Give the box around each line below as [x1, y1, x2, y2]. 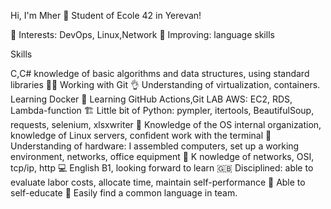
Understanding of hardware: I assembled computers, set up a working [10, 140, 300, 152]
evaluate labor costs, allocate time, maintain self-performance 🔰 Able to [10, 176, 306, 188]
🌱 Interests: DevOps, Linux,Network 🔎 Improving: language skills [10, 29, 275, 40]
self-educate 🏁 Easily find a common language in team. [10, 187, 238, 199]
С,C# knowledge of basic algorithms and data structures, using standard [10, 68, 310, 79]
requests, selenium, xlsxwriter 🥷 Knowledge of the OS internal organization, [10, 119, 322, 130]
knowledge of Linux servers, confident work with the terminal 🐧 [10, 130, 272, 141]
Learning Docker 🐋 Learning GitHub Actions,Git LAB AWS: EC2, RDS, [10, 93, 293, 105]
